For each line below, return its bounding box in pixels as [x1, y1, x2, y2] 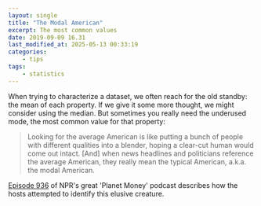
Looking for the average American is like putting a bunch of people [27, 131, 244, 142]
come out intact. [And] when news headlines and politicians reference [27, 149, 254, 158]
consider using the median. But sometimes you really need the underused [8, 108, 247, 118]
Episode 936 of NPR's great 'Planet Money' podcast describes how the [8, 180, 238, 189]
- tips [22, 56, 44, 64]
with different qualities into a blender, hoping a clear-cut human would [27, 140, 255, 149]
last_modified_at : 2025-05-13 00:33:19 [8, 41, 139, 49]
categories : [8, 48, 47, 56]
